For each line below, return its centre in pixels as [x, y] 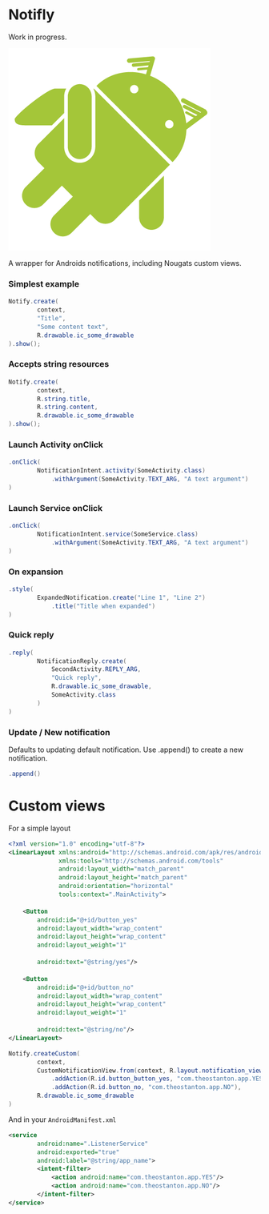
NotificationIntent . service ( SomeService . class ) [118, 534]
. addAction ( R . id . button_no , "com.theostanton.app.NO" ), [146, 1087]
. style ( [21, 589]
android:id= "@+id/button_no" [86, 987]
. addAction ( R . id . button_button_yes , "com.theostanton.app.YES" [159, 1079]
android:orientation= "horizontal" [116, 886]
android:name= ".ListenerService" [93, 1144]
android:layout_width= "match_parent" [121, 869]
